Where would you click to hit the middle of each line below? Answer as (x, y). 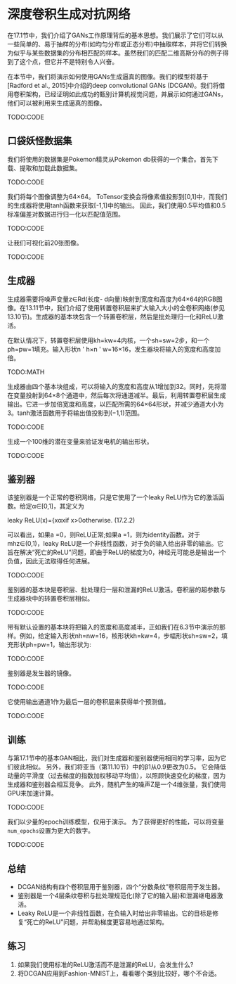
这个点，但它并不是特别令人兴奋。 (68, 61)
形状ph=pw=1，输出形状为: (52, 645)
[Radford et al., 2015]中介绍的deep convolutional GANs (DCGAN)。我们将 (113, 85)
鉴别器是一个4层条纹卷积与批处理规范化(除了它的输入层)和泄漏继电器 (117, 895)
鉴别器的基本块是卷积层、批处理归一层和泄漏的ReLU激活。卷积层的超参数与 (117, 590)
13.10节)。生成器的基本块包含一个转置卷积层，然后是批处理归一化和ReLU (112, 317)
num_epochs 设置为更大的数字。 (51, 831)
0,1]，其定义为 (64, 506)
